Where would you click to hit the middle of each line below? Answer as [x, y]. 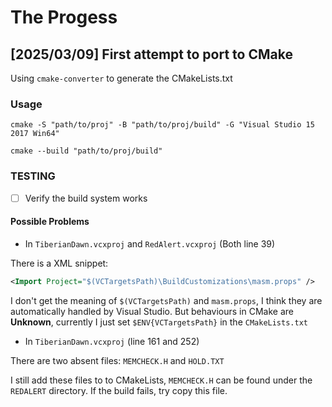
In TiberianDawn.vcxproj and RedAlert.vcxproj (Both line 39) [150, 243]
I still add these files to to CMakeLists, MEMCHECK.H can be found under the [161, 380]
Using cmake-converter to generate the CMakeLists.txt [121, 78]
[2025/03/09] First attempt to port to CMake [151, 54]
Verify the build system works [86, 198]
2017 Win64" [35, 134]
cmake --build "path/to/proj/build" [86, 151]
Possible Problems [50, 222]
